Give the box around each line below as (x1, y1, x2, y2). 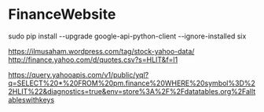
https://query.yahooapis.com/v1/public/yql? (8, 70, 149, 79)
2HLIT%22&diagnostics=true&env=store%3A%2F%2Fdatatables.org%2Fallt (8, 86, 256, 96)
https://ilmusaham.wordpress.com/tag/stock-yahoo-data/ (8, 46, 195, 56)
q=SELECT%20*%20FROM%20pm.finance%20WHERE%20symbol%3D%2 (8, 78, 255, 88)
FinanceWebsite (8, 5, 116, 23)
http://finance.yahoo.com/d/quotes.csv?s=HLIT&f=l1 (8, 55, 178, 64)
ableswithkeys (8, 95, 55, 104)
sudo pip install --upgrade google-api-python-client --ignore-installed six (8, 31, 247, 41)
